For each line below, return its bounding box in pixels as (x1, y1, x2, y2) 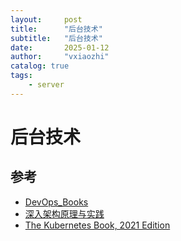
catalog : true (10, 61, 70, 71)
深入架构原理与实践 (24, 207, 105, 220)
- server (28, 80, 65, 90)
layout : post (10, 14, 83, 25)
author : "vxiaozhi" (10, 52, 110, 62)
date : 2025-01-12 (10, 42, 110, 53)
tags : (10, 71, 33, 81)
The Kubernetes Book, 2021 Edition (24, 219, 171, 231)
